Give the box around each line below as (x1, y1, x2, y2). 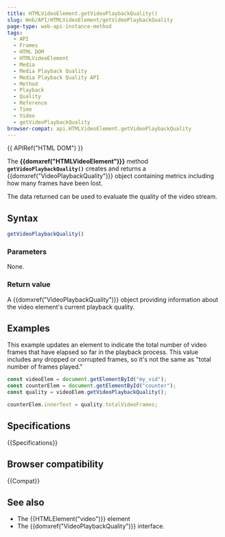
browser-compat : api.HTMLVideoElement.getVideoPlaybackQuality (7, 125, 192, 132)
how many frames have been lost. (7, 179, 103, 188)
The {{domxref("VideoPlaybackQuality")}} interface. (16, 522, 165, 530)
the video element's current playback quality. (7, 303, 135, 311)
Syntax (7, 212, 38, 224)
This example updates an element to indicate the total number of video (7, 341, 207, 349)
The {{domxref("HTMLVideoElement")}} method (7, 157, 149, 166)
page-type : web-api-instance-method (7, 23, 112, 30)
